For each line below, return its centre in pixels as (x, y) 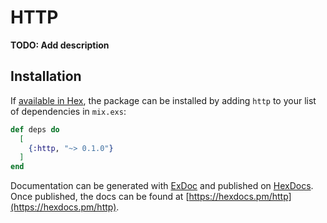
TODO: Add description (60, 45)
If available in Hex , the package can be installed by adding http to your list (163, 100)
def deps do (35, 129)
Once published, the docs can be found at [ (100, 197)
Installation (46, 76)
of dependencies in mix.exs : (68, 111)
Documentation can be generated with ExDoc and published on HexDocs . (162, 186)
